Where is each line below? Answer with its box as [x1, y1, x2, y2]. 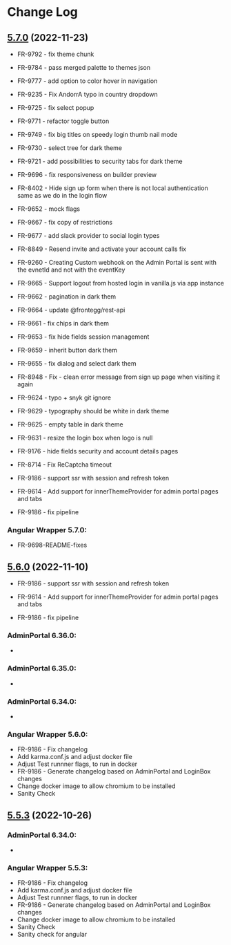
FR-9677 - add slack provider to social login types [17, 232, 160, 239]
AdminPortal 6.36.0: [7, 630, 77, 640]
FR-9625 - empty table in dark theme [17, 420, 123, 429]
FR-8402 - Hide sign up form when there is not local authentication [17, 184, 208, 192]
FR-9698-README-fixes [17, 541, 88, 550]
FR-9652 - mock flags [17, 205, 81, 213]
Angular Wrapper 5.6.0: [7, 729, 88, 739]
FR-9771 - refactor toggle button [17, 117, 110, 125]
